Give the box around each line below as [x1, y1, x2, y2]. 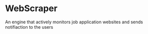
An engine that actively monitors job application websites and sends [5, 19, 144, 25]
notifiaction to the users [5, 24, 53, 30]
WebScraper [5, 3, 58, 14]
